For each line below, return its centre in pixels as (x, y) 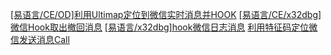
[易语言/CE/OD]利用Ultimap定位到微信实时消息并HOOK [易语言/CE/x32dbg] (166, 14)
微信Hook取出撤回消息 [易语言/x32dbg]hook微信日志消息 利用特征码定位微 (164, 27)
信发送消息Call (40, 39)
